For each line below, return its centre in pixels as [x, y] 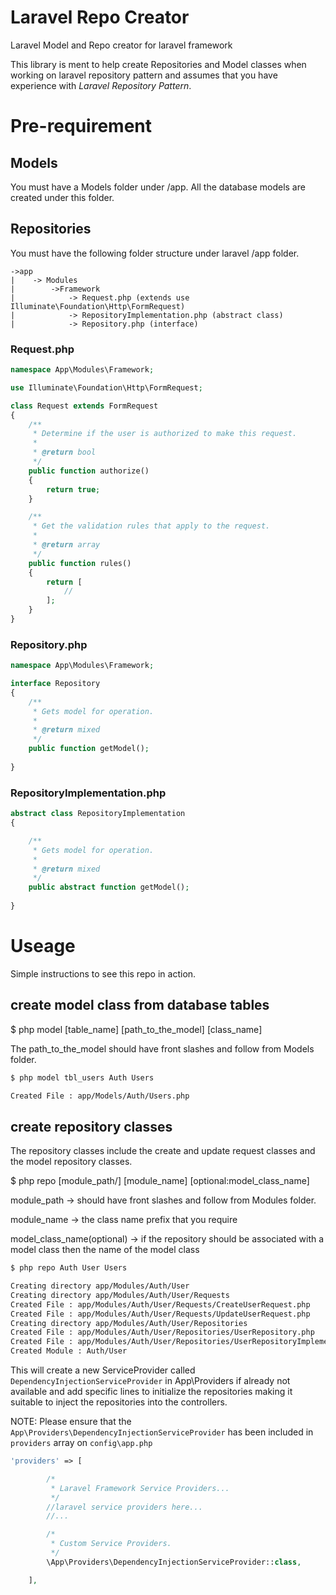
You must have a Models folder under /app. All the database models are [158, 187]
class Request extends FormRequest [84, 406]
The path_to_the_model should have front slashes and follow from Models [162, 1048]
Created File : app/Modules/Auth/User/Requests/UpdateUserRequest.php [160, 1314]
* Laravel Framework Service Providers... [140, 1488]
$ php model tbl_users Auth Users [82, 1077]
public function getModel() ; [89, 749]
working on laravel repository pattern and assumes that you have [144, 75]
